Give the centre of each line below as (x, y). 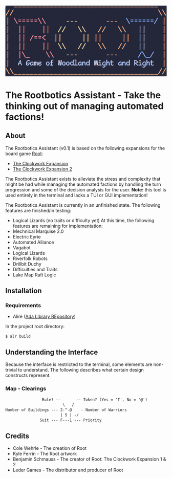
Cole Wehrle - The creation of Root (50, 448)
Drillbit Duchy (27, 264)
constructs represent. (28, 375)
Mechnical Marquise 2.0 (38, 231)
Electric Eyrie (27, 236)
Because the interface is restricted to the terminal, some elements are (79, 364)
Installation (24, 291)
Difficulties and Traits (35, 269)
